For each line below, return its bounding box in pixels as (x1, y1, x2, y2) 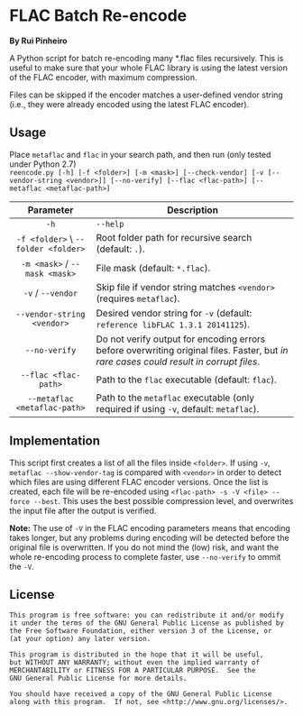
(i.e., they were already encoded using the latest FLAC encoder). (9, 98, 250, 109)
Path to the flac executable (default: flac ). (96, 373, 277, 386)
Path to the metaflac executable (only (96, 391, 255, 404)
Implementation (9, 434, 101, 449)
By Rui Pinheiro (9, 35, 68, 46)
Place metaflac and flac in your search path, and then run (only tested (9, 149, 271, 160)
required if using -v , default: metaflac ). (96, 402, 260, 415)
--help (96, 218, 124, 229)
